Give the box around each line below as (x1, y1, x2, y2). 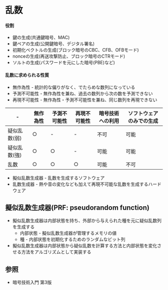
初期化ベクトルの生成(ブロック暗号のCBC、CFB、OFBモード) (12, 47, 139, 53)
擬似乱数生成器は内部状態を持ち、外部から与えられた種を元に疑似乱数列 (12, 218, 161, 224)
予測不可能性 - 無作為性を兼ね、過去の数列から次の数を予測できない (12, 90, 153, 96)
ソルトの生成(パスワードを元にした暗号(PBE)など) (12, 60, 115, 66)
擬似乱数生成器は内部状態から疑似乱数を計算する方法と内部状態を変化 (12, 243, 157, 249)
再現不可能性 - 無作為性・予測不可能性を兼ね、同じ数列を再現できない (12, 96, 157, 103)
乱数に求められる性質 (5, 72, 49, 78)
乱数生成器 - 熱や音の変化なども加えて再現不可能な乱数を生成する (12, 181, 148, 187)
